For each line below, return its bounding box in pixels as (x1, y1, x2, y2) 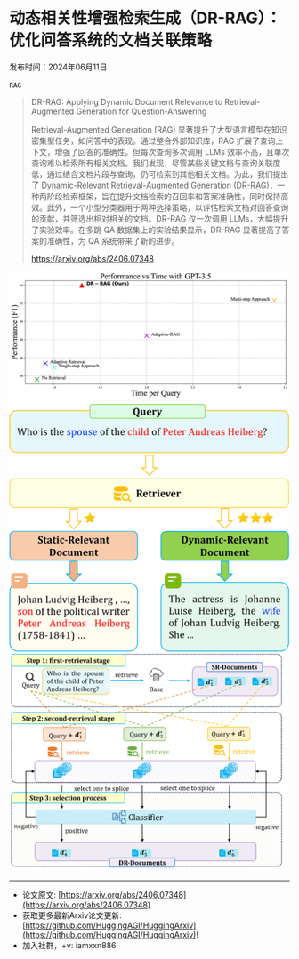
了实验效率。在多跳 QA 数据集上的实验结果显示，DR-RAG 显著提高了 (30, 224, 282, 235)
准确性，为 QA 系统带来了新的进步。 (46, 235, 180, 246)
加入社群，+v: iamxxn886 (21, 939, 117, 950)
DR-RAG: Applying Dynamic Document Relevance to (30, 96, 223, 107)
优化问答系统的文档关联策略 (9, 30, 213, 51)
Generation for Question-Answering (76, 106, 207, 117)
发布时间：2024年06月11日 (9, 61, 108, 72)
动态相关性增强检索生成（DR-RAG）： (9, 8, 282, 28)
